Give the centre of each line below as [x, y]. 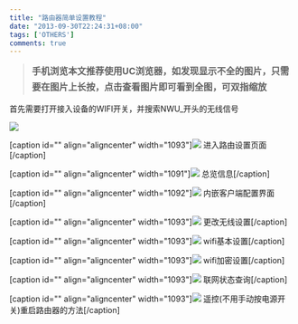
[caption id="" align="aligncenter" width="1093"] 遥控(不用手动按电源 [144, 299]
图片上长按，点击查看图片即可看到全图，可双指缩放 [158, 87]
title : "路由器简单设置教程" [58, 18]
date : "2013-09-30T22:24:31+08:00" [76, 26]
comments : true [38, 43]
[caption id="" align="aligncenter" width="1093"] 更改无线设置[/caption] [149, 222]
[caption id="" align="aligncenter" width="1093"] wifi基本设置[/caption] [147, 242]
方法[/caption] [93, 310]
